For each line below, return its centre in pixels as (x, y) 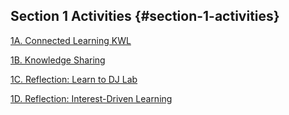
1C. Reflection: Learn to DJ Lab (74, 79)
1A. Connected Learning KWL (71, 40)
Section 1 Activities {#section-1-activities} (145, 16)
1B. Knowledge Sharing (58, 60)
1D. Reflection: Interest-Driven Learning (91, 98)
